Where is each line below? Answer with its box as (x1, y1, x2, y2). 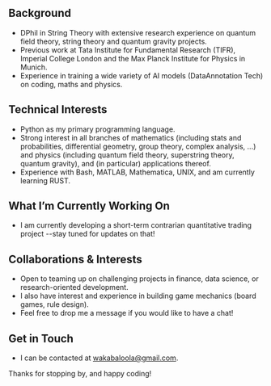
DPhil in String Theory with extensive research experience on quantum (19, 27, 256, 37)
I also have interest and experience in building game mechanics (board (19, 291, 256, 301)
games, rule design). (19, 300, 89, 309)
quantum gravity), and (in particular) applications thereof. (19, 158, 212, 168)
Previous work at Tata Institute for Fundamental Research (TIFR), (19, 44, 236, 55)
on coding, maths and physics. (19, 79, 123, 89)
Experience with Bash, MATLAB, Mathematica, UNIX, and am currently (19, 167, 255, 177)
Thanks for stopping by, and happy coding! (8, 369, 152, 379)
